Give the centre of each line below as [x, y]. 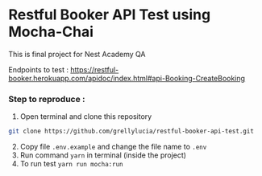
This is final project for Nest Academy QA [77, 54]
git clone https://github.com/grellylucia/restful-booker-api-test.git [131, 131]
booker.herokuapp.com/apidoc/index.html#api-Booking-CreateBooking [127, 78]
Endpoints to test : [38, 69]
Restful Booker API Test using [110, 15]
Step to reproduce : [47, 99]
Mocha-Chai [51, 32]
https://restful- [94, 69]
